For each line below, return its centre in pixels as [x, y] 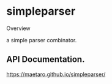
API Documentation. [46, 59]
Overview [18, 28]
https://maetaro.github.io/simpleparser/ [56, 74]
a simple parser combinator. [42, 40]
